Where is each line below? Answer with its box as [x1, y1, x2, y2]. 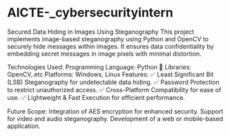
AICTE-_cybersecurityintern [7, 5, 174, 21]
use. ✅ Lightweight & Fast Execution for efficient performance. [7, 93, 185, 101]
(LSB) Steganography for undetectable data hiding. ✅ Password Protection [7, 78, 220, 86]
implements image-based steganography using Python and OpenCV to [7, 34, 209, 43]
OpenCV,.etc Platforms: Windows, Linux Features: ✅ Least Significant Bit [7, 70, 214, 78]
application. [7, 122, 41, 130]
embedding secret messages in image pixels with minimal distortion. [7, 50, 202, 58]
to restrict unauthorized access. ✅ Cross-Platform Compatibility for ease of [7, 85, 222, 94]
